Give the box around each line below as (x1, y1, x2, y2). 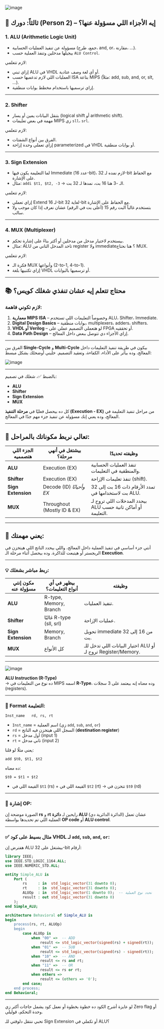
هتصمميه (14, 453, 32, 460)
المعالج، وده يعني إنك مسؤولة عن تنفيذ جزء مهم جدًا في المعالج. (5, 413, 120, 419)
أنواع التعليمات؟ (45, 586, 78, 592)
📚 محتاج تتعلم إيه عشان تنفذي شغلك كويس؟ (5, 286, 126, 295)
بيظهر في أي (48, 579, 75, 586)
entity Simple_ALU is (5, 872, 49, 877)
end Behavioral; (5, 990, 38, 995)
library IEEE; (5, 854, 34, 859)
